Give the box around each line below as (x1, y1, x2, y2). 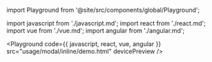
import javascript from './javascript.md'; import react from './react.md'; (6, 19, 206, 27)
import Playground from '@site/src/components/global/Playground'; (6, 6, 200, 14)
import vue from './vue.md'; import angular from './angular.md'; (6, 27, 185, 34)
